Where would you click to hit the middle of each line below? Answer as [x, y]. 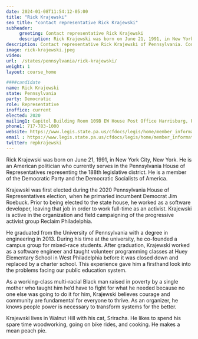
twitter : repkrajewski [34, 143]
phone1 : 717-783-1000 [33, 126]
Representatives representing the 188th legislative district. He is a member [96, 172]
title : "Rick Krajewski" [37, 17]
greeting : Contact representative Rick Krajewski [81, 34]
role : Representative [33, 104]
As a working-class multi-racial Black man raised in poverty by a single [92, 281]
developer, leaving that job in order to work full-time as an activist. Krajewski [99, 208]
